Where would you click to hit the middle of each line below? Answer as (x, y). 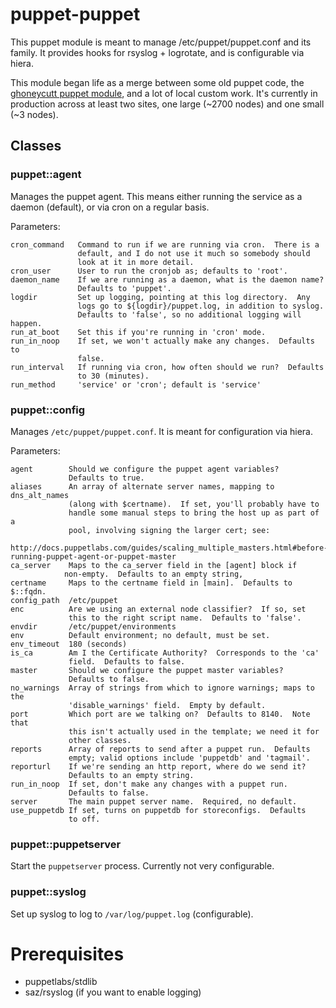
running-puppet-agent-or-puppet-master (93, 556)
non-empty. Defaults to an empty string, (153, 574)
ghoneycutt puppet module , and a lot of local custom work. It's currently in (164, 93)
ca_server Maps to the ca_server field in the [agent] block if (154, 565)
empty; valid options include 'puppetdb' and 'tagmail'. (189, 758)
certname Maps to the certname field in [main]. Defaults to (151, 583)
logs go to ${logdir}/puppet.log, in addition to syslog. (201, 306)
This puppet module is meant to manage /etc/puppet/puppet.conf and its (161, 42)
